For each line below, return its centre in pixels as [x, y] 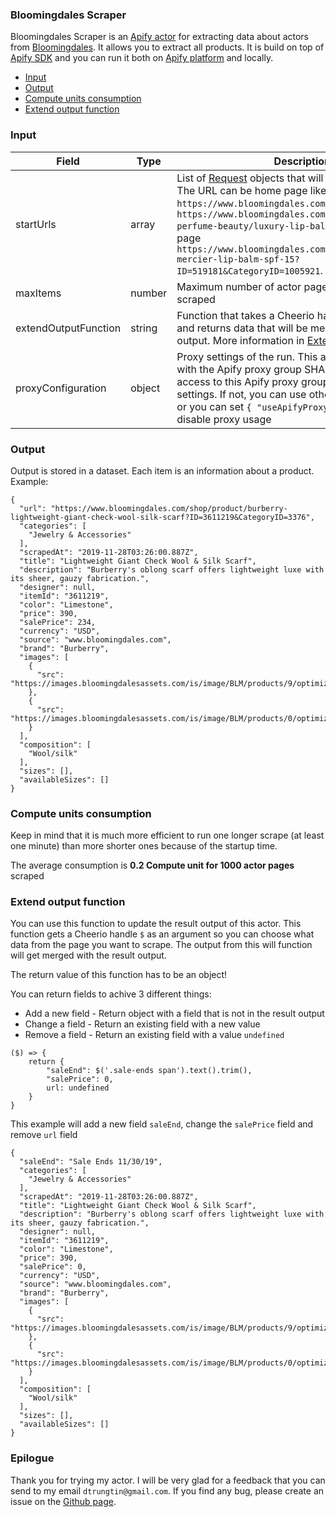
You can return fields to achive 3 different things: [111, 994]
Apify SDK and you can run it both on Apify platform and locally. [142, 58]
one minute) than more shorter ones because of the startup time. [144, 846]
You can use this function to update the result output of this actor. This [156, 924]
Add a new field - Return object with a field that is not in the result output [174, 1014]
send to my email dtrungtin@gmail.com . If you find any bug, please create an [167, 1490]
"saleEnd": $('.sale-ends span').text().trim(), [149, 1071]
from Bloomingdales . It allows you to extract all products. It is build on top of [167, 47]
